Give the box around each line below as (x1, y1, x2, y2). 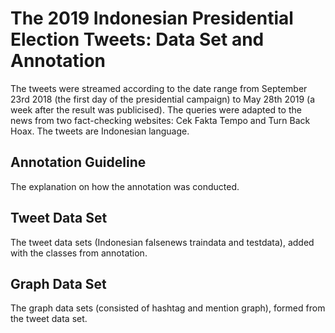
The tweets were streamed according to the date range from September (10, 82, 308, 94)
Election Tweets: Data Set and (10, 28, 265, 51)
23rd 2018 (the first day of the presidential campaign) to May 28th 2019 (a (10, 93, 316, 105)
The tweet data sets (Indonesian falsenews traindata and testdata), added (10, 236, 315, 248)
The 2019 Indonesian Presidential (10, 7, 294, 30)
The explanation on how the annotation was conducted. (10, 180, 240, 192)
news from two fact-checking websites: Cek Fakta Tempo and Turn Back (10, 114, 311, 126)
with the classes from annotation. (10, 247, 148, 259)
